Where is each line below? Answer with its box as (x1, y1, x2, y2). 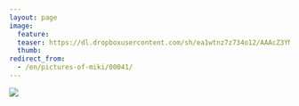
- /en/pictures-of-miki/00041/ (17, 63, 133, 72)
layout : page (9, 12, 58, 22)
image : (9, 21, 34, 30)
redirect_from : (9, 54, 66, 63)
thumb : (17, 46, 42, 55)
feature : (17, 29, 50, 38)
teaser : (17, 37, 46, 47)
